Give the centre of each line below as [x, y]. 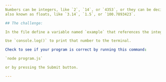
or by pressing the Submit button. [42, 67]
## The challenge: [24, 23]
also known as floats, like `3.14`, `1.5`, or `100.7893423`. [70, 14]
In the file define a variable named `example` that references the [77, 32]
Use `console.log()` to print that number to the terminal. [68, 41]
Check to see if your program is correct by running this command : [76, 50]
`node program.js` [24, 59]
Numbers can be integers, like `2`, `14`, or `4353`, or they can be [78, 10]
